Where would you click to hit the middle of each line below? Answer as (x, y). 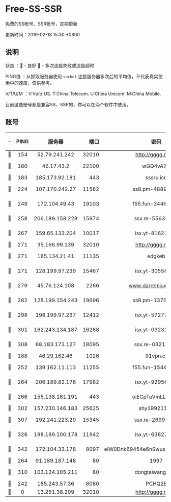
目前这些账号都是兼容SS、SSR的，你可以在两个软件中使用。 (68, 104)
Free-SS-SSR (34, 9)
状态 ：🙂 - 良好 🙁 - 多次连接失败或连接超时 (50, 65)
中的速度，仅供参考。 (32, 83)
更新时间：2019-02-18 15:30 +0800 (43, 34)
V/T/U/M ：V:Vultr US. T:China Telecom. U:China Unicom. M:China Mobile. (83, 94)
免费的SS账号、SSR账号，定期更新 (41, 24)
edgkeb (156, 256)
